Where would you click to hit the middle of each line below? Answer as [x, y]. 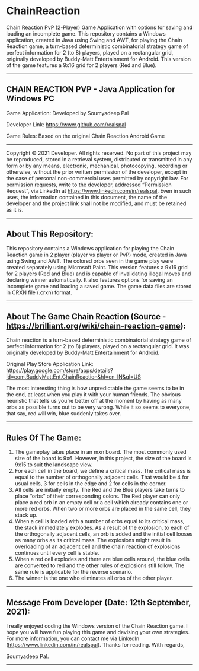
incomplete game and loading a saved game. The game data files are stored [99, 286]
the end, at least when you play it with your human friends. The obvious [94, 395]
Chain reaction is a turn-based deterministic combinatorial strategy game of [99, 340]
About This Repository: [50, 234]
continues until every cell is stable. [57, 553]
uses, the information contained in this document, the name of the [87, 197]
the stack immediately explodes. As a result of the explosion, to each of [102, 528]
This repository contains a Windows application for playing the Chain [90, 248]
